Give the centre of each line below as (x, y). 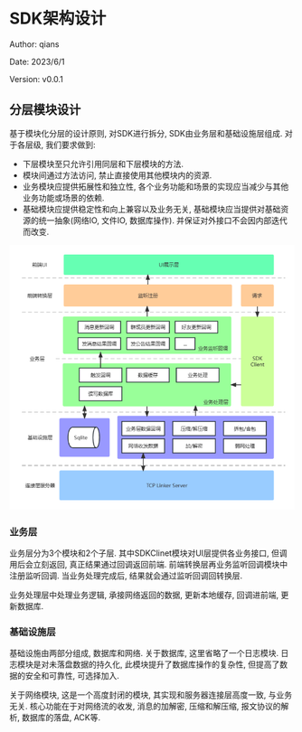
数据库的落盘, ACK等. (61, 718)
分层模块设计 (45, 110)
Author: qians (34, 44)
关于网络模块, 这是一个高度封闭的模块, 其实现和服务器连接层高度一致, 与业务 (151, 695)
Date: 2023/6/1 (37, 61)
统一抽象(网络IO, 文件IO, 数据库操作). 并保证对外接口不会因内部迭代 (163, 220)
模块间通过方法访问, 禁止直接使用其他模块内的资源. (117, 175)
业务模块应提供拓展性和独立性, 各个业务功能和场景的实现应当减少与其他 (156, 186)
